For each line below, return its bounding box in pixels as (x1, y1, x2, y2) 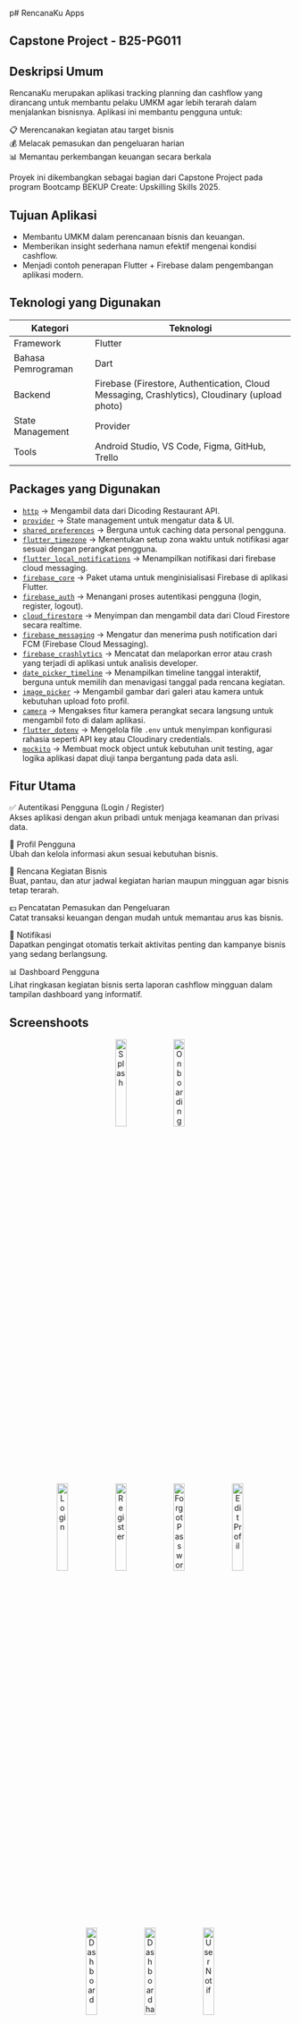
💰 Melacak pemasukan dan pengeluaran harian (9, 138, 185, 149)
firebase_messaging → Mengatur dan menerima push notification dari (21, 628, 278, 639)
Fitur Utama (9, 779, 77, 794)
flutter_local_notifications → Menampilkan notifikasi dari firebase (21, 552, 277, 563)
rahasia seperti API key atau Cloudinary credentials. (21, 733, 212, 744)
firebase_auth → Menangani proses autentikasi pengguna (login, (21, 591, 262, 602)
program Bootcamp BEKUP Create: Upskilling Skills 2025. (9, 182, 221, 192)
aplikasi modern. (21, 269, 84, 280)
